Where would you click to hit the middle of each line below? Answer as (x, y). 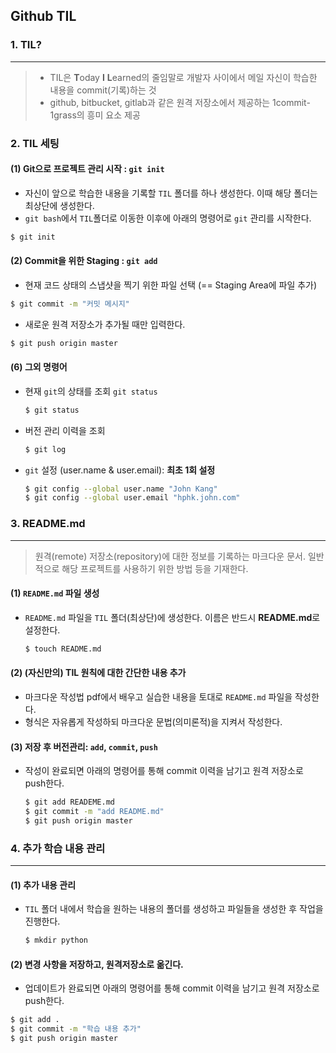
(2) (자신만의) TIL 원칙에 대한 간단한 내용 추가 (98, 673)
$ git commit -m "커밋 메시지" (70, 304)
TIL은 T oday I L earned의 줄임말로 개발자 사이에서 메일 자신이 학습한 (183, 77)
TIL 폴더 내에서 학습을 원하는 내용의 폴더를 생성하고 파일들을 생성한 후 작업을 (174, 909)
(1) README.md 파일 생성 (55, 593)
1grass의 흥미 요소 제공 (95, 115)
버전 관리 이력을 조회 (65, 430)
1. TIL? (26, 45)
